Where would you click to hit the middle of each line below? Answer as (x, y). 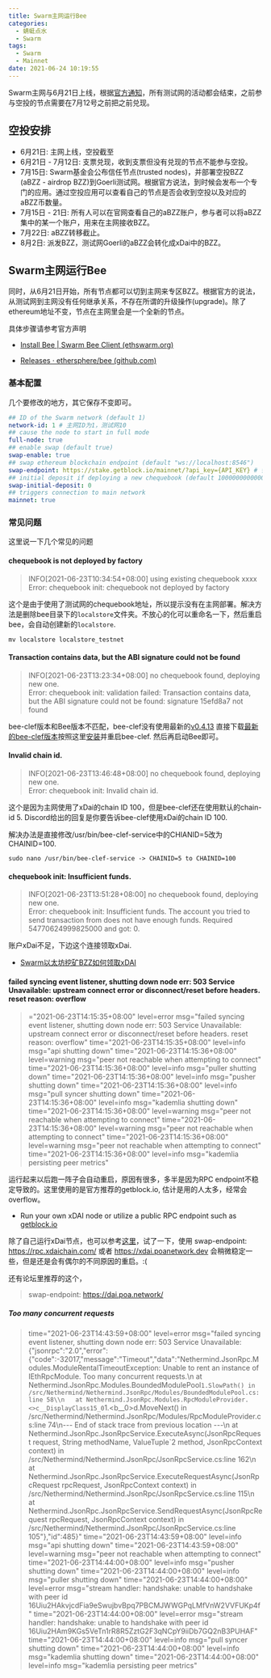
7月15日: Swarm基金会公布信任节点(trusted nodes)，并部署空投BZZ (132, 171)
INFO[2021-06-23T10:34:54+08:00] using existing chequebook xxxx (142, 578)
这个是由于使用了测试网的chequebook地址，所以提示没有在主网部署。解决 (132, 604)
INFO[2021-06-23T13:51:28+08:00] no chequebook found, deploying (143, 894)
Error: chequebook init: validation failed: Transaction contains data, (140, 692)
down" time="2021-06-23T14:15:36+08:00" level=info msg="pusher (142, 1077)
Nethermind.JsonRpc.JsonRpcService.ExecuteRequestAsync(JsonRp (144, 1477)
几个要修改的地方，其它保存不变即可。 (72, 402)
